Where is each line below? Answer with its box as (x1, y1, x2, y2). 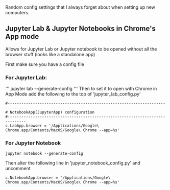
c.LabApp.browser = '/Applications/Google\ (5, 123, 100, 129)
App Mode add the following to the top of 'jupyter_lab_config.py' (5, 91, 141, 97)
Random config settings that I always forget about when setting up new (5, 4, 156, 10)
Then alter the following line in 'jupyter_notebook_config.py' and (5, 160, 140, 166)
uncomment (5, 165, 31, 172)
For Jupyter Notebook (5, 139, 61, 147)
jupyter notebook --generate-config (5, 151, 83, 156)
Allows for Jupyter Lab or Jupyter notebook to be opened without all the (5, 45, 157, 52)
